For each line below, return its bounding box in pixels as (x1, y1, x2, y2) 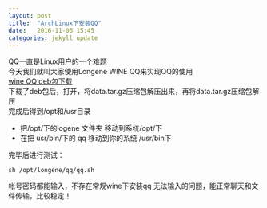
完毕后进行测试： (8, 151, 65, 160)
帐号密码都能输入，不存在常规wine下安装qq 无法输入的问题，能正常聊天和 (8, 181, 252, 191)
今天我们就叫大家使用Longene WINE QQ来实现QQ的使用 (8, 67, 193, 77)
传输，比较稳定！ (14, 191, 72, 201)
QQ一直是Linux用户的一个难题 (8, 57, 107, 66)
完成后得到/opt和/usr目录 (8, 107, 91, 116)
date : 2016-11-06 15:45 (8, 26, 94, 34)
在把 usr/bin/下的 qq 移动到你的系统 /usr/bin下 (19, 133, 172, 143)
